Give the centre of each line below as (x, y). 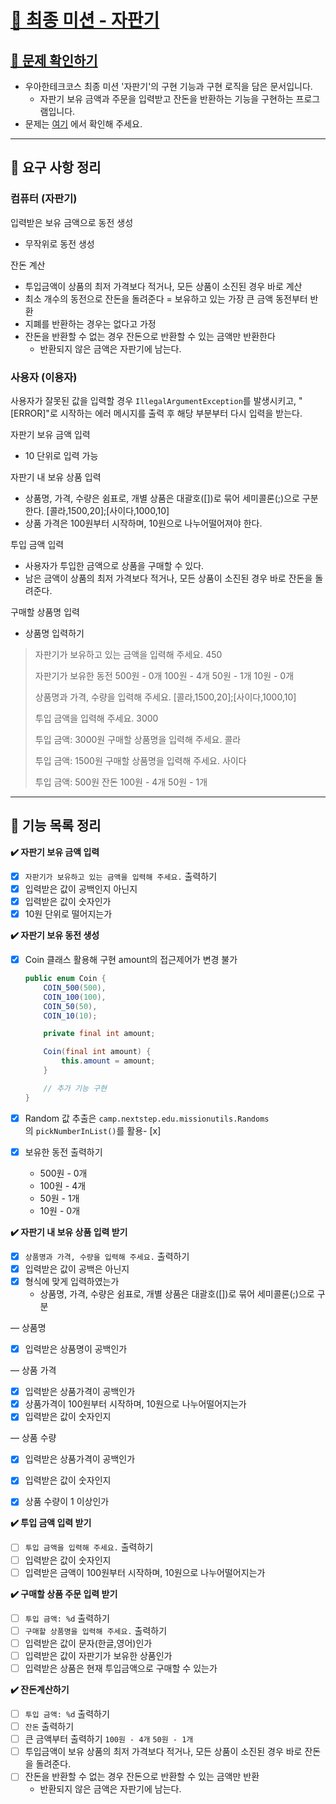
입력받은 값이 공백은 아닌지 (77, 1268)
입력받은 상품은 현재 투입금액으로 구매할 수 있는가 (121, 1668)
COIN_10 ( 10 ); (70, 1016)
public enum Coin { (65, 979)
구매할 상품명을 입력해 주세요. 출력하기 (96, 1630)
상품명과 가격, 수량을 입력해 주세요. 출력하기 (107, 1256)
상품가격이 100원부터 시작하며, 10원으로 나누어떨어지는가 (135, 1404)
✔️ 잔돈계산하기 (40, 1689)
